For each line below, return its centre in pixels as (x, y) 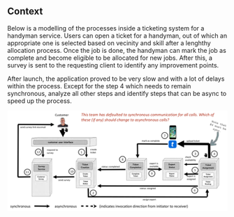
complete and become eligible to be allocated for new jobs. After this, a (110, 58)
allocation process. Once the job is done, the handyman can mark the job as (117, 50)
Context (25, 11)
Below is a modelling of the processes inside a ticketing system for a (106, 28)
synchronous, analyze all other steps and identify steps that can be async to (117, 93)
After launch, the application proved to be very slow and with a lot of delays (116, 79)
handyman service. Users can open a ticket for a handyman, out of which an (117, 35)
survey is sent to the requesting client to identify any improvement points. (113, 65)
